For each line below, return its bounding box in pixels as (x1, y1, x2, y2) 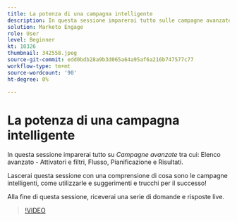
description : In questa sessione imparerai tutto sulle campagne (7, 17, 203, 24)
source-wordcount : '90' (7, 69, 78, 76)
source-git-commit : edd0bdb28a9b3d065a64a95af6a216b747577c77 (7, 56, 194, 63)
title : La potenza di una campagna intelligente (7, 10, 153, 18)
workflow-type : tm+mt (7, 63, 71, 70)
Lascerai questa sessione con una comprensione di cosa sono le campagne (7, 172, 228, 180)
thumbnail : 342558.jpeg (7, 50, 78, 57)
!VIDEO (24, 206, 46, 215)
